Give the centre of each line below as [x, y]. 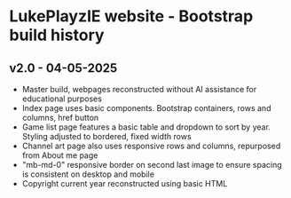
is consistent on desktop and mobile [88, 174]
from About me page [60, 155]
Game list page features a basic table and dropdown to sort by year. [146, 127]
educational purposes [62, 99]
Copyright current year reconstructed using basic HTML [125, 183]
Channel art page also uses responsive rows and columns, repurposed [151, 146]
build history [57, 35]
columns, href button [60, 118]
